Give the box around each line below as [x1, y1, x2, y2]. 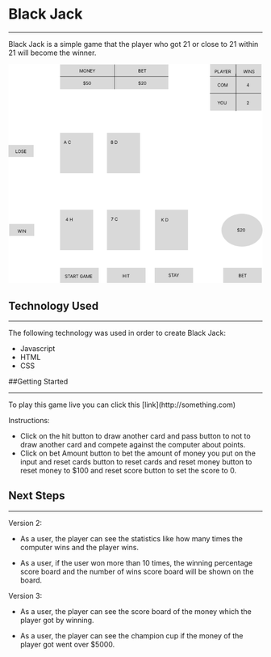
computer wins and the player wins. [19, 542, 140, 552]
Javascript [19, 344, 56, 354]
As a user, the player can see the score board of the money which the [19, 606, 252, 616]
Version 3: [8, 591, 43, 600]
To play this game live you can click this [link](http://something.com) [8, 400, 236, 409]
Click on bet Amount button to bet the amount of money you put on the [19, 448, 256, 458]
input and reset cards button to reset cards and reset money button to [19, 457, 252, 467]
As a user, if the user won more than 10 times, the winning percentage [19, 557, 253, 567]
